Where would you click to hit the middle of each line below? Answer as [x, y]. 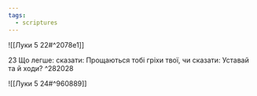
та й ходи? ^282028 [41, 68]
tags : [17, 15]
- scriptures [37, 23]
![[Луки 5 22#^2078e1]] [46, 44]
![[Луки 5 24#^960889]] [48, 84]
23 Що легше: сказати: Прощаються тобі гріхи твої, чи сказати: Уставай [129, 60]
